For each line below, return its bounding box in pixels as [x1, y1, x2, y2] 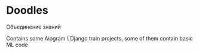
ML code [6, 41, 28, 48]
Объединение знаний [6, 23, 61, 30]
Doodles [6, 4, 49, 17]
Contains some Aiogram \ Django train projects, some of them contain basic [6, 35, 193, 42]
